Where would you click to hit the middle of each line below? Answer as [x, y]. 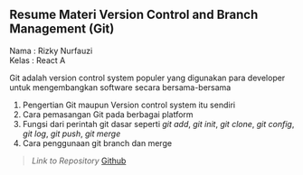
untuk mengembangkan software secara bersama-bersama [120, 87]
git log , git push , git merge [71, 134]
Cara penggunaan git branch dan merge [97, 143]
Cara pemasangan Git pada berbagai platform [108, 114]
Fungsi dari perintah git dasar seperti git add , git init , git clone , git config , [158, 124]
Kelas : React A [38, 60]
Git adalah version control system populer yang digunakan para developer [147, 78]
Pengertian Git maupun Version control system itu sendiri [129, 105]
